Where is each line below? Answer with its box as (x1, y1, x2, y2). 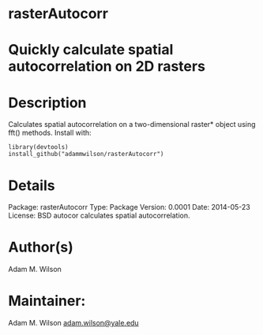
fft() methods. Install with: (8, 128, 92, 138)
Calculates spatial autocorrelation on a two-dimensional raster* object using (8, 120, 256, 129)
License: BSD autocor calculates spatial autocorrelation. (8, 210, 190, 221)
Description (8, 94, 87, 111)
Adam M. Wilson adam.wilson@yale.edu (8, 318, 140, 328)
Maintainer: (8, 292, 86, 310)
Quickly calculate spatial (8, 41, 174, 59)
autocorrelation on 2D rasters (8, 58, 205, 76)
